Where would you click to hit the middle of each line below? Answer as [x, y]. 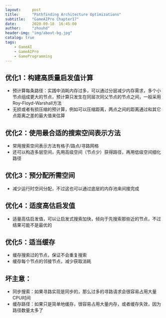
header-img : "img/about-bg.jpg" [39, 33]
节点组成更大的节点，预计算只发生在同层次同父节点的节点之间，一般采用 [86, 97]
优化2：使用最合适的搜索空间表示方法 [63, 133]
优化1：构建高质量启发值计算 [49, 78]
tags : [11, 42]
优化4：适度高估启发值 [40, 206]
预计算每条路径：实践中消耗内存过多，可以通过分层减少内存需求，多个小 [86, 91]
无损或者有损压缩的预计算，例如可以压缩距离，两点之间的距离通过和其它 [86, 109]
